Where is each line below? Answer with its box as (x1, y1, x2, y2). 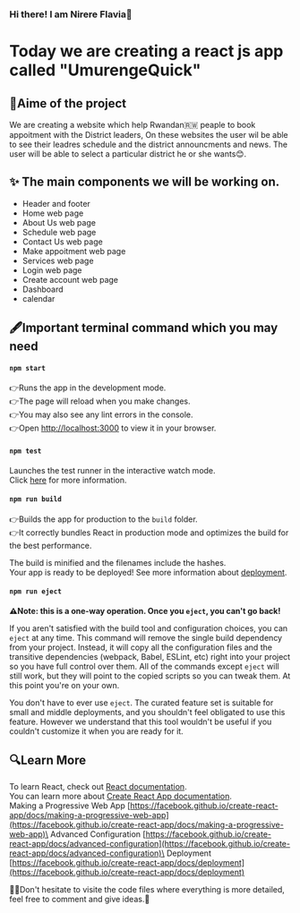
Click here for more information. (9, 474, 127, 485)
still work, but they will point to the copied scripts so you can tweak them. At (9, 670, 291, 681)
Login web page (21, 264, 82, 276)
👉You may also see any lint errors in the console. (9, 409, 194, 420)
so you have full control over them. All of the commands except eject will (9, 661, 279, 671)
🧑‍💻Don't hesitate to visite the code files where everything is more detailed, (9, 883, 285, 894)
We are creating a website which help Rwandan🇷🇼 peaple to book (9, 119, 256, 130)
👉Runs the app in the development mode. (9, 382, 167, 393)
